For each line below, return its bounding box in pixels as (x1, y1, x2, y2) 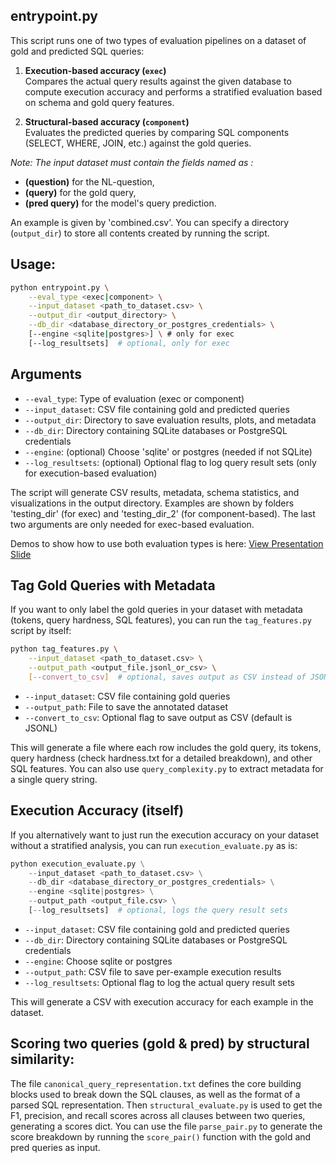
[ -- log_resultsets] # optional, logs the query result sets (28, 905, 288, 916)
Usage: (10, 256, 57, 273)
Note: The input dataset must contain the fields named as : (10, 156, 254, 168)
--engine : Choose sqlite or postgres (24, 955, 173, 967)
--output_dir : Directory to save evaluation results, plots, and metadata (24, 414, 317, 426)
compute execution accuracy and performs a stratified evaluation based (24, 85, 323, 98)
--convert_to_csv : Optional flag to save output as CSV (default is (24, 711, 293, 723)
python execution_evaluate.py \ (10, 859, 145, 869)
